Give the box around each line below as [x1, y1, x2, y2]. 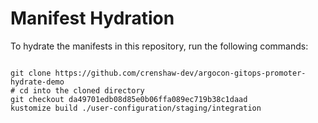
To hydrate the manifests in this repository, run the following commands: [10, 40, 309, 52]
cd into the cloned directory [19, 85, 145, 96]
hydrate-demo [10, 77, 65, 87]
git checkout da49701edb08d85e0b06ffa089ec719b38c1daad [10, 94, 248, 104]
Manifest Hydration [10, 7, 175, 30]
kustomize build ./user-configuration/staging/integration [10, 103, 262, 113]
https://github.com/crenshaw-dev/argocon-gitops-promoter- [54, 68, 307, 78]
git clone [10, 68, 52, 78]
